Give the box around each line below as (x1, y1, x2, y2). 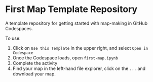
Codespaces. (5, 25, 33, 31)
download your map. (12, 70, 56, 76)
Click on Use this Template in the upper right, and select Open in (12, 45, 148, 51)
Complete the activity (12, 60, 58, 66)
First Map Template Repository (5, 4, 138, 15)
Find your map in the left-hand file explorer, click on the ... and (12, 65, 146, 71)
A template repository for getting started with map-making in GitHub (5, 20, 148, 26)
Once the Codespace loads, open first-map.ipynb (12, 54, 118, 61)
